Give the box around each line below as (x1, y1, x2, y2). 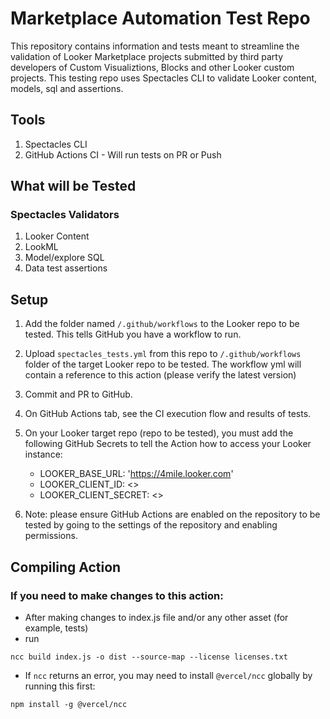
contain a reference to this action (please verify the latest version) (24, 369, 297, 381)
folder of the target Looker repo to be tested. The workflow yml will (24, 358, 302, 371)
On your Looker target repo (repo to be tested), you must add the (24, 427, 294, 439)
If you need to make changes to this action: (10, 588, 224, 602)
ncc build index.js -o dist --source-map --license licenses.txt (10, 652, 288, 662)
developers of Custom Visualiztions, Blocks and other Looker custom (10, 61, 295, 73)
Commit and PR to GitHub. (24, 388, 133, 401)
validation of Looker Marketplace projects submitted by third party (10, 50, 284, 62)
